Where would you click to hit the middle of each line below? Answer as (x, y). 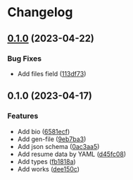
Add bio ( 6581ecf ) (44, 131)
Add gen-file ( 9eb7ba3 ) (52, 139)
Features (23, 116)
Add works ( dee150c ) (48, 169)
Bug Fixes (25, 59)
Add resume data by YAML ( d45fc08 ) (72, 154)
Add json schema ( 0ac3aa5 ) (58, 146)
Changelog (40, 12)
